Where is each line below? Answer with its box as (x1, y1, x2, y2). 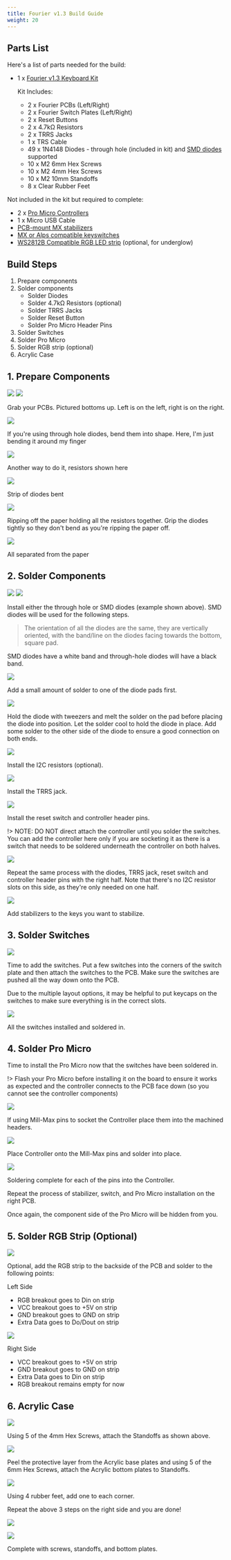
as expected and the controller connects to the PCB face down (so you (7, 1082, 210, 1091)
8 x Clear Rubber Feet (27, 182, 91, 191)
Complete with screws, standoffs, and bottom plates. (7, 1545, 158, 1553)
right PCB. (7, 1197, 37, 1205)
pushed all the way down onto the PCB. (7, 976, 120, 984)
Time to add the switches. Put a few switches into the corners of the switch (7, 961, 222, 969)
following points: (7, 1269, 55, 1278)
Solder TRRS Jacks (27, 306, 83, 315)
